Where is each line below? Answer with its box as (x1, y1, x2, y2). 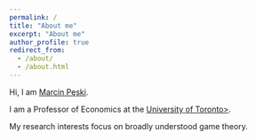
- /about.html (17, 63, 69, 72)
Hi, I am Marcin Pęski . (9, 86, 89, 97)
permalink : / (9, 12, 58, 22)
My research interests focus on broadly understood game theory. (9, 121, 249, 131)
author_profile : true (9, 37, 90, 47)
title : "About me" (9, 21, 77, 30)
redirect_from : (9, 46, 66, 55)
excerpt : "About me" (9, 29, 86, 38)
